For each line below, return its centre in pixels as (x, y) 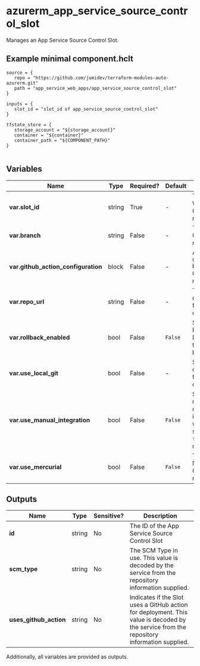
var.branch (25, 235)
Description (160, 516)
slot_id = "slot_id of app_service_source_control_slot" (86, 109)
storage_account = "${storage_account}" (65, 130)
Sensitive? (108, 516)
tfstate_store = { (29, 125)
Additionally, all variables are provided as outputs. (67, 657)
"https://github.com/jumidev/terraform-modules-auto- (101, 78)
